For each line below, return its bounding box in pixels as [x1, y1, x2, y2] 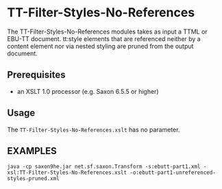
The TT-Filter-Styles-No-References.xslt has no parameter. [7, 125, 180, 134]
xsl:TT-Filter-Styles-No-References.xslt [7, 169, 127, 176]
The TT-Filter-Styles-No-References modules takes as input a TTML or [7, 27, 208, 36]
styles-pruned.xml [7, 175, 60, 182]
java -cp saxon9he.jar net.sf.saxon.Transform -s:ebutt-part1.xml [7, 163, 201, 171]
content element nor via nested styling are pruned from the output [7, 42, 194, 50]
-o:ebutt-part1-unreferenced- [129, 169, 216, 176]
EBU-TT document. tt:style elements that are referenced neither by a [7, 34, 201, 42]
